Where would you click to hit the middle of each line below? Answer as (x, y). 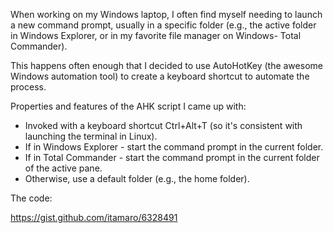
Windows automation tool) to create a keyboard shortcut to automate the (160, 76)
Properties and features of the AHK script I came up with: (128, 106)
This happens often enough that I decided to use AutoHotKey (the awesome (166, 65)
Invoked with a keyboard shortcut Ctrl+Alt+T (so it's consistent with (163, 125)
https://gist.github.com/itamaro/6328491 (94, 217)
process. (28, 87)
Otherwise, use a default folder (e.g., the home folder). (137, 178)
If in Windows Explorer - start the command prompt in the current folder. (174, 147)
